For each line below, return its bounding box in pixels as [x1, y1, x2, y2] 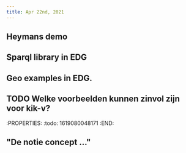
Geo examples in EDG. [6, 73, 93, 83]
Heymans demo [6, 32, 68, 42]
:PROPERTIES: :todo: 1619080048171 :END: [6, 119, 114, 127]
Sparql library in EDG [6, 52, 87, 63]
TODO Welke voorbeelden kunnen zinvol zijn [6, 94, 180, 104]
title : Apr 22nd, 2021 [6, 9, 64, 15]
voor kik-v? [6, 103, 51, 113]
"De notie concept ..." [6, 137, 91, 147]
